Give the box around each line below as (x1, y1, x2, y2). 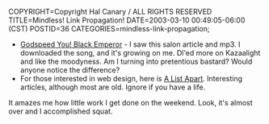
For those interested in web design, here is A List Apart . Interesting (19, 74, 243, 83)
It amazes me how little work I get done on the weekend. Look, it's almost (8, 98, 253, 107)
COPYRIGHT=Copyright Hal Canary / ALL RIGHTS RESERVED (8, 7, 212, 16)
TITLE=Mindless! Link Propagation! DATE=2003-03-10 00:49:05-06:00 (8, 15, 246, 25)
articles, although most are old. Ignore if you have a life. (19, 82, 206, 92)
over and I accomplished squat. (8, 106, 113, 116)
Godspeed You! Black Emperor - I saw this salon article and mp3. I (19, 39, 241, 49)
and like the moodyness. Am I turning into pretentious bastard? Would (19, 56, 253, 66)
